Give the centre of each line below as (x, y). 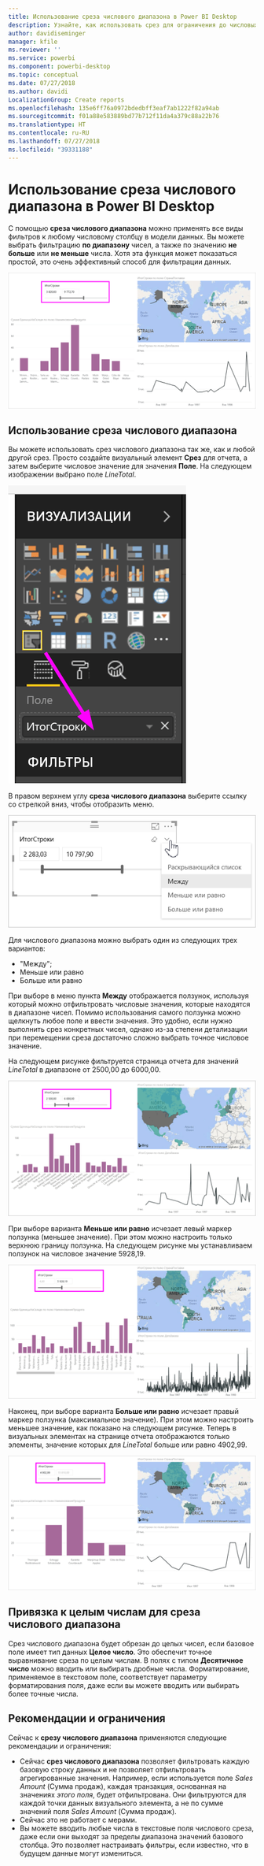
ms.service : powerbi (42, 58)
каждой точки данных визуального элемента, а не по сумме (121, 1803)
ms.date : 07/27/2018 (42, 83)
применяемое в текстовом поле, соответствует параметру (108, 1677)
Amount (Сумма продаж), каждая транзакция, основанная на (123, 1786)
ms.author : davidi (38, 91)
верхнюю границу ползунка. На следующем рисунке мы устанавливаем (130, 1245)
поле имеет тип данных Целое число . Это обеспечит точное (110, 1652)
